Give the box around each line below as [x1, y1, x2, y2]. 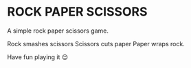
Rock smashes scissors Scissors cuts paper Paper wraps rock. [7, 39, 186, 48]
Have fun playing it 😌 [7, 52, 69, 61]
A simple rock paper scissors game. [7, 27, 109, 35]
